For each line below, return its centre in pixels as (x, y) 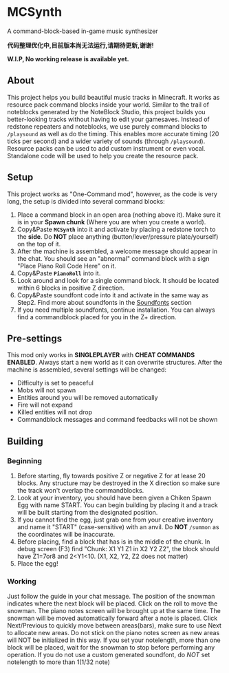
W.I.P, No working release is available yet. (68, 58)
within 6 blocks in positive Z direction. (71, 288)
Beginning (25, 460)
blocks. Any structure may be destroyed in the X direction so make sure (118, 483)
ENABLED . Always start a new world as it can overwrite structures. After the (115, 363)
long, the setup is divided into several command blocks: (86, 201)
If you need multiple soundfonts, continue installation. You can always (116, 310)
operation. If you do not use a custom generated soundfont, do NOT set (109, 655)
